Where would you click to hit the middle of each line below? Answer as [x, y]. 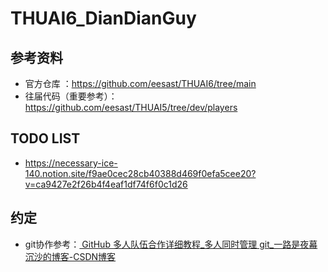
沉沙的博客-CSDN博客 [70, 256]
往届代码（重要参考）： [71, 96]
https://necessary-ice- [71, 163]
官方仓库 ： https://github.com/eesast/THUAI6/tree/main [140, 83]
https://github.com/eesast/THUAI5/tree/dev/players [131, 107]
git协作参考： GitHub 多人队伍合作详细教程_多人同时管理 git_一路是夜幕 [171, 244]
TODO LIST [45, 138]
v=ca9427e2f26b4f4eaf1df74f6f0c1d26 [106, 184]
